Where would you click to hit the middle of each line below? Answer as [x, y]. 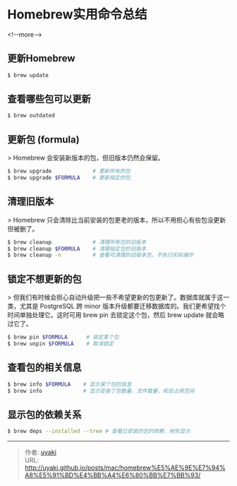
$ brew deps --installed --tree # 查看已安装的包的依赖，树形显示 [99, 432]
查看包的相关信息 [44, 368]
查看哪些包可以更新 [49, 99]
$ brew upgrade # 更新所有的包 [69, 171]
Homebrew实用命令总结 [77, 14]
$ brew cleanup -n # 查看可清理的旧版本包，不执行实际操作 [101, 255]
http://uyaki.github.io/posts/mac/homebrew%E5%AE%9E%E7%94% [125, 468]
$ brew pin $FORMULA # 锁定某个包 [63, 337]
